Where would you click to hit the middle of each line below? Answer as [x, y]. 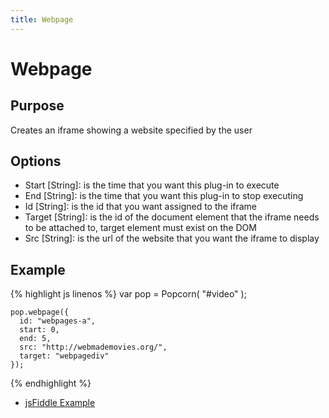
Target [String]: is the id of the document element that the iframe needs [172, 217]
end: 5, [35, 339]
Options [36, 161]
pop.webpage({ [40, 312]
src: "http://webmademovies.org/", [93, 347]
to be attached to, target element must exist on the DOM [140, 228]
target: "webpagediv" [64, 356]
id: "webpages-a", [58, 321]
